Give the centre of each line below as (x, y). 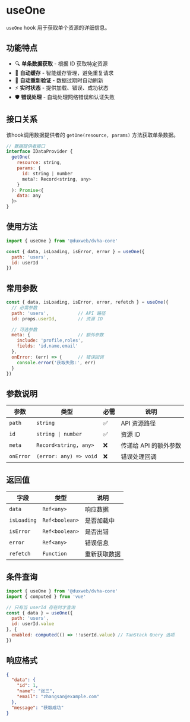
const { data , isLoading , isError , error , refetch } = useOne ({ (87, 302)
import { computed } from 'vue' (46, 597)
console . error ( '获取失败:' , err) (56, 362)
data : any (29, 196)
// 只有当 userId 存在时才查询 (41, 607)
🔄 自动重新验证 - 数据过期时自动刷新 (59, 80)
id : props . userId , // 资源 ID (57, 319)
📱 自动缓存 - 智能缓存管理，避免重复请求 (64, 72)
